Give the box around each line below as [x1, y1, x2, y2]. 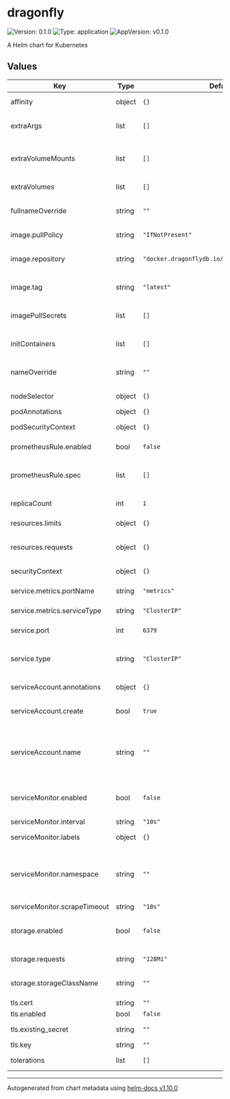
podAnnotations [10, 406, 62, 416]
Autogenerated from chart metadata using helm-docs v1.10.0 [7, 1083, 178, 1092]
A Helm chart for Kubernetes [7, 41, 88, 49]
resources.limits [10, 518, 62, 528]
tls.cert [10, 997, 33, 1007]
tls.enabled [10, 1009, 47, 1019]
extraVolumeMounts [10, 153, 75, 163]
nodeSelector [10, 391, 54, 401]
